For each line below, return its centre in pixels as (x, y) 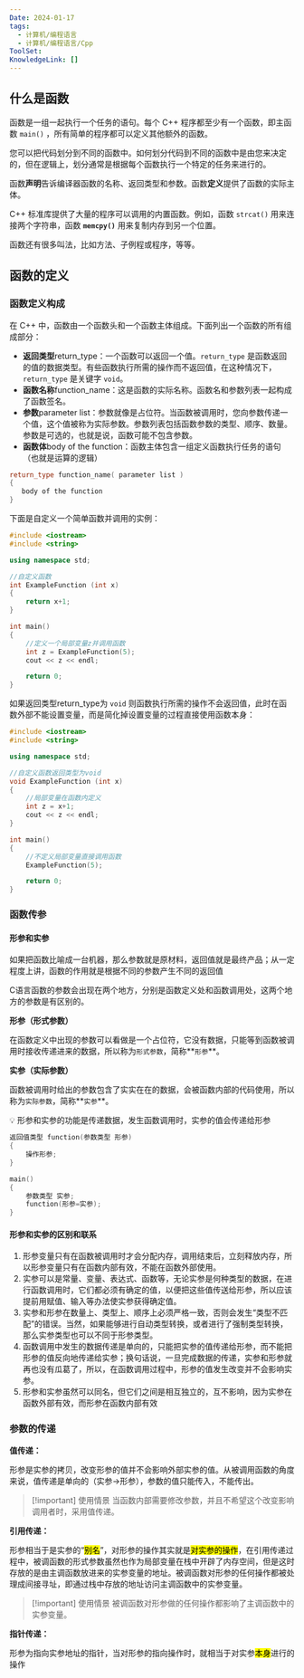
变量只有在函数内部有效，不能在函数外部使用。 (134, 1267)
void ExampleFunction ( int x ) (66, 781)
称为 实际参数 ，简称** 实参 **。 (62, 1101)
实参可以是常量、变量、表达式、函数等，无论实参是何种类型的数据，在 (153, 1279)
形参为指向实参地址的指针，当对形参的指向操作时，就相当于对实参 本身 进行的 (152, 1653)
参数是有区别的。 (57, 1002)
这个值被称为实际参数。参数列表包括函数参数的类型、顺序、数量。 (169, 424)
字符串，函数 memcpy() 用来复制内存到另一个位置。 (127, 225)
